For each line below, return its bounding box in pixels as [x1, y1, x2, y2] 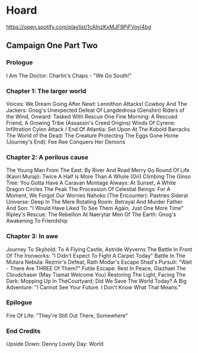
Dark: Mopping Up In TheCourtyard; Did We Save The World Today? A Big [6, 277, 187, 285]
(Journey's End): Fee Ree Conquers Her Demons [6, 138, 126, 145]
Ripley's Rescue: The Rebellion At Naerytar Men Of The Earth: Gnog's [6, 211, 177, 218]
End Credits [6, 327, 41, 335]
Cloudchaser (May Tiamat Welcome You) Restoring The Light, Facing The [6, 271, 186, 278]
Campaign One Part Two [6, 40, 98, 51]
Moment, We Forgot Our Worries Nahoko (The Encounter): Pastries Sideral [6, 192, 189, 199]
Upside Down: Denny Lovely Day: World [6, 340, 104, 348]
